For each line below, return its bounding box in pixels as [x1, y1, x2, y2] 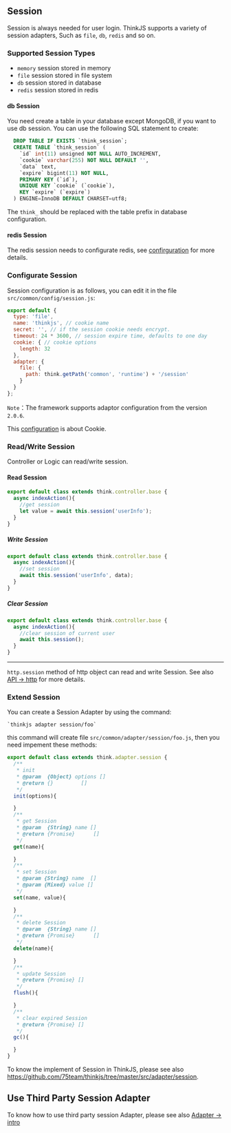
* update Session [16, 970, 67, 977]
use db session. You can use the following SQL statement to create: [7, 124, 199, 133]
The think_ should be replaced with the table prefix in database [7, 208, 188, 216]
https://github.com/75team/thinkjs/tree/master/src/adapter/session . [7, 1072, 199, 1081]
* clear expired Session [16, 1015, 88, 1021]
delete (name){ [13, 945, 54, 952]
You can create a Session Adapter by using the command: [7, 708, 172, 716]
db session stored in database [16, 79, 102, 87]
